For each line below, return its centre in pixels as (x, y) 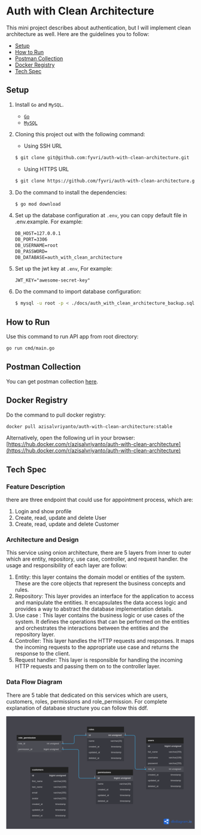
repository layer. (35, 635)
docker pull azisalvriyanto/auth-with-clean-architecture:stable (89, 427)
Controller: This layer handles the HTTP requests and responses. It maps (104, 641)
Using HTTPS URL (46, 169)
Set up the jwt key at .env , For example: (63, 269)
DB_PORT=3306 (31, 240)
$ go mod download (38, 204)
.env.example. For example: (49, 222)
